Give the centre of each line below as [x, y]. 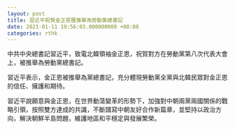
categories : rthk [33, 33]
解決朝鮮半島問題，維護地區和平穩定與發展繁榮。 [90, 119]
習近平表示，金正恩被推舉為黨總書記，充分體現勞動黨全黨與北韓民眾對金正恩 [117, 77]
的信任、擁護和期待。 [38, 86]
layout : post [26, 14]
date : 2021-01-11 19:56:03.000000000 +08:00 [73, 26]
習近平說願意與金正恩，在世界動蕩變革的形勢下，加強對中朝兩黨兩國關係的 [114, 101]
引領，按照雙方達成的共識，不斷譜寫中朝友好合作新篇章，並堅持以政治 [114, 109]
